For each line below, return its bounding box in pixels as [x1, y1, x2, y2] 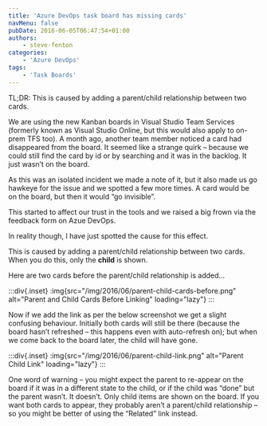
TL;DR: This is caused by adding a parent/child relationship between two [8, 93, 247, 102]
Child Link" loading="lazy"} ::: [8, 359, 106, 369]
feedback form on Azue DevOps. [8, 215, 116, 225]
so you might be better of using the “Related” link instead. [8, 408, 198, 418]
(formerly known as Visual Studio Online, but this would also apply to [8, 125, 234, 135]
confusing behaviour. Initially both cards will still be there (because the [8, 318, 241, 328]
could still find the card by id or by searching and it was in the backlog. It [8, 151, 247, 160]
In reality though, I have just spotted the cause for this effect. [8, 231, 209, 240]
